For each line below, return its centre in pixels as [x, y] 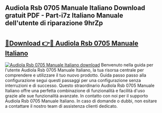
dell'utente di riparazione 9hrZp [54, 23]
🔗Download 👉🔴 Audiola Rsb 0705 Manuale [72, 43]
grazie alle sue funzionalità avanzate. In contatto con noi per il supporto [77, 96]
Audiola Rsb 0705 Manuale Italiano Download [75, 8]
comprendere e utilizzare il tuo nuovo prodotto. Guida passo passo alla [76, 75]
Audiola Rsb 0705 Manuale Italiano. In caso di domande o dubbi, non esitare [81, 101]
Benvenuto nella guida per [127, 65]
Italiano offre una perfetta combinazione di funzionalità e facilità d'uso [75, 91]
